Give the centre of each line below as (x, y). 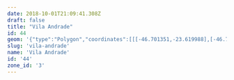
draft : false (26, 20)
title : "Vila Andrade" (40, 26)
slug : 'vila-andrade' (39, 46)
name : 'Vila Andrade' (39, 53)
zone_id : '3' (26, 65)
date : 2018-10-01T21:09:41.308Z (54, 14)
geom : (15, 40)
